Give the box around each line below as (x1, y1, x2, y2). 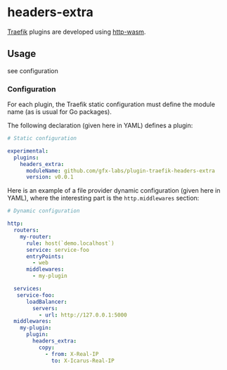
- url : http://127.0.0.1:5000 (38, 311, 128, 319)
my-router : (20, 233, 52, 240)
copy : (38, 344, 55, 351)
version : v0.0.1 (25, 174, 74, 181)
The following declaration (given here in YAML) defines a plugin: (7, 121, 193, 130)
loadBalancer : (25, 298, 68, 305)
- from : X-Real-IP (44, 350, 99, 357)
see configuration (7, 66, 58, 75)
